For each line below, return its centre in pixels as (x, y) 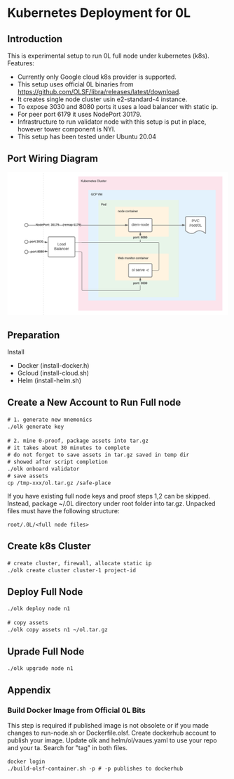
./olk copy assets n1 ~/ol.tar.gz (58, 630)
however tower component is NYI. (66, 129)
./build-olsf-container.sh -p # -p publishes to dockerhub (95, 768)
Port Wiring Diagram (53, 159)
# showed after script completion (58, 462)
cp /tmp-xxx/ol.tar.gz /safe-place (59, 483)
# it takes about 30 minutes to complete (69, 448)
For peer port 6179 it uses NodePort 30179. (80, 114)
